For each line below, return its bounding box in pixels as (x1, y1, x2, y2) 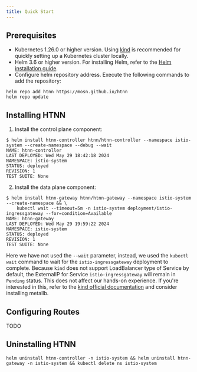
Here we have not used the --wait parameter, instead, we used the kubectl (6, 252, 189, 259)
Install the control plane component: (14, 126, 103, 133)
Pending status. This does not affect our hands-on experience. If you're (6, 277, 179, 284)
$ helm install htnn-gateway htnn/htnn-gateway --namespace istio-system (6, 195, 192, 201)
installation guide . (14, 65, 58, 72)
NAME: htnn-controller (6, 148, 62, 154)
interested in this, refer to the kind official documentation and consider (6, 283, 178, 291)
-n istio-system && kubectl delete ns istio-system (27, 360, 157, 366)
